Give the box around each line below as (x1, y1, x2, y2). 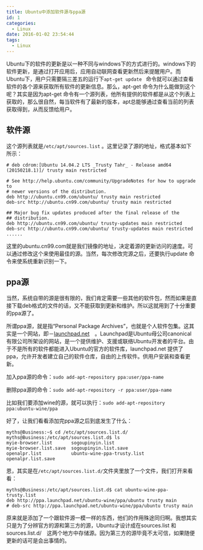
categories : (6, 20, 36, 26)
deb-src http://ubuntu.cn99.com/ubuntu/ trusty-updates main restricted (6, 226, 193, 232)
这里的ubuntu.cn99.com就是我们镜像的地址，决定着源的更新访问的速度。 (6, 242, 188, 249)
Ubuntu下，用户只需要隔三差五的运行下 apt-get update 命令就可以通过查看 (6, 75, 194, 82)
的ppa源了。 (6, 309, 37, 317)
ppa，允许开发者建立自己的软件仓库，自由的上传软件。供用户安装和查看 (6, 352, 185, 360)
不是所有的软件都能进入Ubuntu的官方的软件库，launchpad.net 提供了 (11, 345, 184, 352)
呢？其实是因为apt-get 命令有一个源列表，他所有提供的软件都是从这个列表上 (6, 90, 196, 98)
